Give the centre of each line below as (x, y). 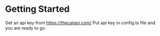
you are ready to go (25, 28)
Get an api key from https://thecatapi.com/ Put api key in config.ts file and (80, 23)
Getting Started (38, 9)
